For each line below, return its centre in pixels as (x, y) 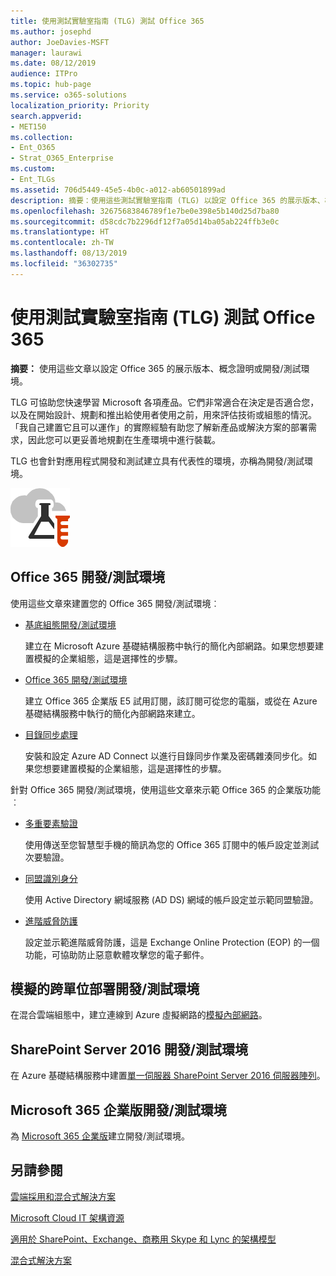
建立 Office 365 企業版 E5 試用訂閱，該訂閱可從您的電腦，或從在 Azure (171, 701)
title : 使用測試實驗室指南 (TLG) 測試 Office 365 (107, 21)
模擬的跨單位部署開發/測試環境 (105, 988)
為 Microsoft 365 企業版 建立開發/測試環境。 (100, 1136)
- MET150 (28, 126)
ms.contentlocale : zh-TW (62, 243)
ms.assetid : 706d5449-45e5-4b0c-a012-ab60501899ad (118, 190)
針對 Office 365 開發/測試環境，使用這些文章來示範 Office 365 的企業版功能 (166, 789)
